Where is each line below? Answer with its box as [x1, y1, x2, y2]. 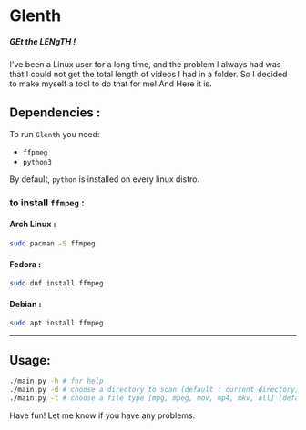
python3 [22, 157, 52, 166]
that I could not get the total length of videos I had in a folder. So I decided [9, 69, 288, 80]
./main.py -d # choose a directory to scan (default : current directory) [9, 385, 300, 394]
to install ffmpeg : [9, 196, 85, 209]
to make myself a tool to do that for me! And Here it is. [9, 78, 212, 89]
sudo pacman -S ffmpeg [9, 239, 96, 248]
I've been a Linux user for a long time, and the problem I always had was [9, 59, 281, 70]
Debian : [9, 298, 42, 309]
